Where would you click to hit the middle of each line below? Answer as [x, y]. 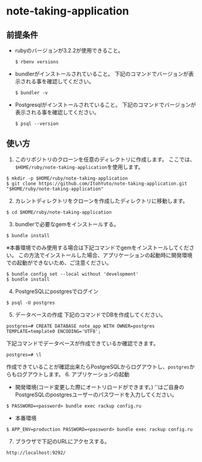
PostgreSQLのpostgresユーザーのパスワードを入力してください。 [96, 394]
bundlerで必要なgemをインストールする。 [67, 224]
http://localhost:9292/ [36, 453]
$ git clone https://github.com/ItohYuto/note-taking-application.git [97, 183]
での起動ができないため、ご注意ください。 [59, 262]
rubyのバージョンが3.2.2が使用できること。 [69, 50]
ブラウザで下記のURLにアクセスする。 [62, 441]
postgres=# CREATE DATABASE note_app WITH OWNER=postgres [80, 326]
